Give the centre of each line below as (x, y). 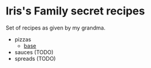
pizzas (23, 39)
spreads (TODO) (35, 58)
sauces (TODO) (34, 52)
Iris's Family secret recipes (75, 11)
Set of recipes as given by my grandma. (56, 28)
